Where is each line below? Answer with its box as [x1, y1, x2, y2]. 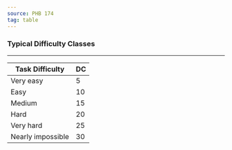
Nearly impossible [10, 131, 70, 141]
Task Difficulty [14, 64, 65, 74]
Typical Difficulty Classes [7, 39, 95, 49]
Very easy [10, 76, 43, 85]
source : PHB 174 [7, 10, 54, 17]
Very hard [10, 120, 43, 130]
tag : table [7, 17, 39, 23]
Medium [10, 98, 37, 107]
